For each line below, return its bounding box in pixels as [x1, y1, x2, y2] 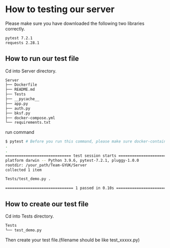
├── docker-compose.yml [5, 115, 56, 120]
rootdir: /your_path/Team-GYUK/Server [5, 162, 87, 168]
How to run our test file [5, 54, 79, 63]
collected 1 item [5, 167, 42, 172]
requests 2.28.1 [5, 40, 39, 45]
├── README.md [5, 87, 35, 92]
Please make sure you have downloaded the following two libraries [5, 20, 145, 26]
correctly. [5, 25, 25, 31]
